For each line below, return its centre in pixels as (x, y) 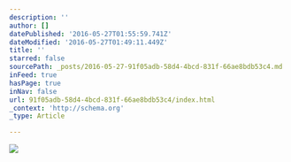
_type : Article (37, 116)
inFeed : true (33, 75)
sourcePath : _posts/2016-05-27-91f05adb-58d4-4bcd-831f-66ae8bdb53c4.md (146, 67)
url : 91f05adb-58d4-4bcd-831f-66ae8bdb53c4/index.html (112, 100)
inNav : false (33, 91)
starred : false (37, 58)
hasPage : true (35, 83)
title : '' (27, 50)
